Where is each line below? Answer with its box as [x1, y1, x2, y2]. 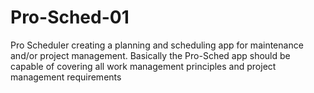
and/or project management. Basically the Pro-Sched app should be [10, 49, 291, 61]
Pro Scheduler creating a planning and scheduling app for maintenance [10, 39, 304, 51]
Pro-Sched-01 [10, 6, 130, 29]
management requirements [10, 71, 122, 83]
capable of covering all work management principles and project [10, 60, 277, 72]
